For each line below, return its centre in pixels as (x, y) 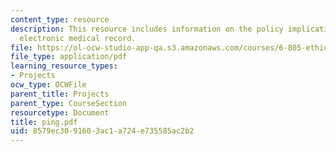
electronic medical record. (78, 38)
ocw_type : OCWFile (48, 85)
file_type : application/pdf (69, 57)
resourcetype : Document (60, 112)
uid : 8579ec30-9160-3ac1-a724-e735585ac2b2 (102, 131)
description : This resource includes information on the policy (147, 29)
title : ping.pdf (44, 122)
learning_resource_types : (64, 66)
